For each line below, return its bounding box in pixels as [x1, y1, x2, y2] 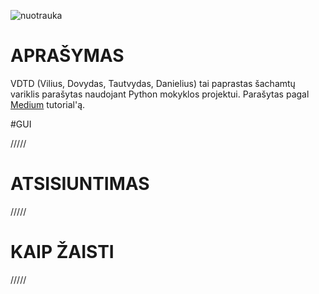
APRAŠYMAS [10, 45, 125, 67]
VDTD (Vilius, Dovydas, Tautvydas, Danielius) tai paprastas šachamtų [10, 77, 296, 89]
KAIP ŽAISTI [10, 241, 115, 264]
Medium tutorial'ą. [10, 98, 86, 110]
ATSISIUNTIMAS [10, 173, 150, 195]
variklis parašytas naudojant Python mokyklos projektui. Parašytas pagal [10, 88, 310, 100]
